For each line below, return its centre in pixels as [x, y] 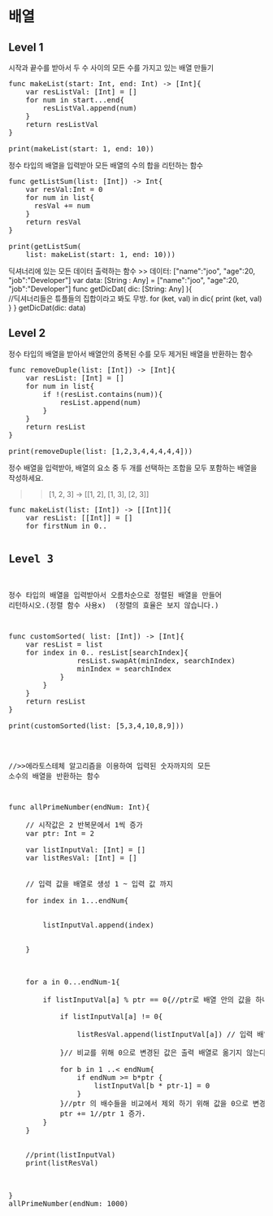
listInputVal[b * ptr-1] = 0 [152, 1085]
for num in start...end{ [75, 100]
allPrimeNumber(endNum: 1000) [69, 1203]
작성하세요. [26, 477]
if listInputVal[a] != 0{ [111, 1016]
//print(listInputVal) [71, 1155]
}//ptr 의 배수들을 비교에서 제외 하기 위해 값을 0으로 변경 [163, 1103]
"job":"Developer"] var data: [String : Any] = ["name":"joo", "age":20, [124, 280]
